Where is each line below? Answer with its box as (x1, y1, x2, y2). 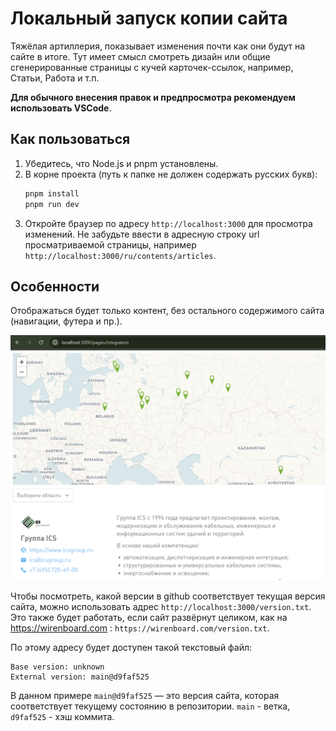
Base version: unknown (10, 662, 105, 672)
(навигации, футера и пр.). (10, 315, 123, 327)
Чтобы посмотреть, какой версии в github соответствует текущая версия (10, 590, 326, 602)
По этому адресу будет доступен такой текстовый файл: (10, 641, 253, 653)
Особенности (10, 278, 100, 295)
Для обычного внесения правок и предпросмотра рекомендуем (10, 91, 296, 103)
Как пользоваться (10, 131, 131, 148)
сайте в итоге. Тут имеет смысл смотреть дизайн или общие (10, 50, 271, 62)
